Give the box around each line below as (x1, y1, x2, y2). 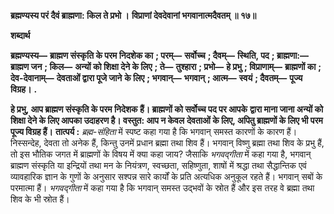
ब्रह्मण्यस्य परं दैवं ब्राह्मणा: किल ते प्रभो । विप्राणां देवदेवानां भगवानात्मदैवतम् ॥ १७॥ (10, 10, 257, 21)
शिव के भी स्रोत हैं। (10, 193, 70, 205)
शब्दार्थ (10, 30, 31, 41)
